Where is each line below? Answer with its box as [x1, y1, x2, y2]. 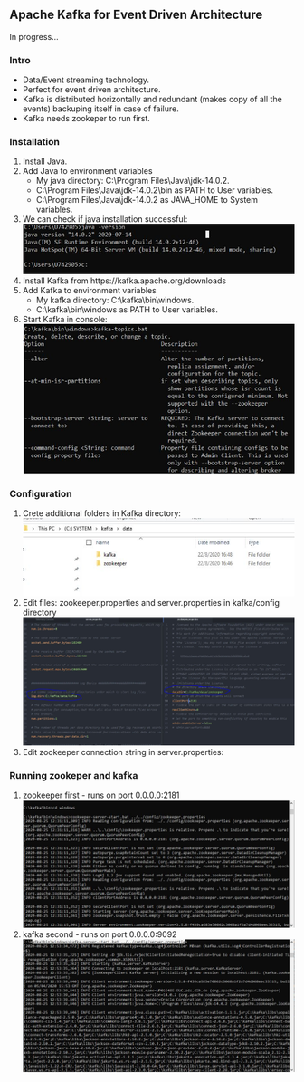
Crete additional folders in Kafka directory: [22, 507, 181, 519]
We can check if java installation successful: [22, 214, 188, 225]
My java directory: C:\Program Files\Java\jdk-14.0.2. [35, 176, 230, 187]
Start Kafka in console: [22, 313, 108, 324]
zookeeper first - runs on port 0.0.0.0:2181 [22, 790, 180, 800]
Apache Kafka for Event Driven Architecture [9, 7, 263, 23]
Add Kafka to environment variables [22, 284, 157, 295]
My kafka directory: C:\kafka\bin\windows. [35, 294, 195, 305]
